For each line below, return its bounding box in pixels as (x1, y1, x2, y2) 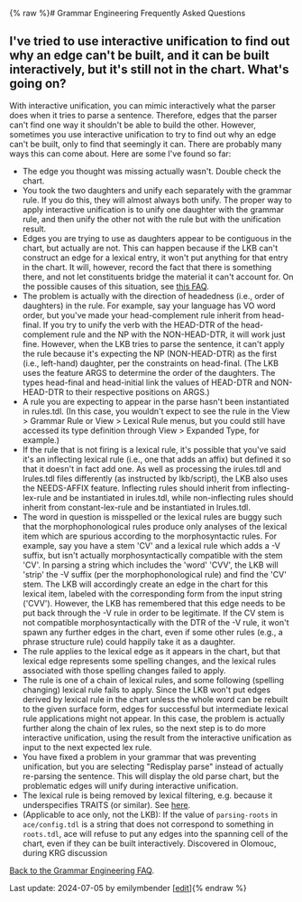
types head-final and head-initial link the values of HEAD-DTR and (22, 377, 269, 388)
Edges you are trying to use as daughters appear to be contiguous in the (22, 232, 292, 243)
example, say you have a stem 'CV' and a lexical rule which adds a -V (22, 540, 281, 550)
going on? (9, 76, 67, 91)
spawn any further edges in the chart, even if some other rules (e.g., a (22, 626, 284, 637)
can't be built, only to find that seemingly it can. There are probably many (9, 138, 282, 149)
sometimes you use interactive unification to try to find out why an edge (9, 128, 277, 139)
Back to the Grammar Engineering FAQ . (9, 865, 155, 876)
